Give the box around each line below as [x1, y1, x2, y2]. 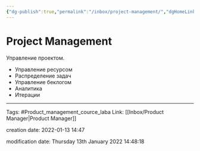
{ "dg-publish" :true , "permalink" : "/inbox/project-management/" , [6, 8, 167, 15]
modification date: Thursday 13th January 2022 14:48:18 [6, 138, 145, 145]
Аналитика [14, 85, 43, 92]
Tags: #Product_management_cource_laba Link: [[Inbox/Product [6, 108, 164, 115]
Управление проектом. [6, 54, 65, 61]
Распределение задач [14, 72, 71, 79]
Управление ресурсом [14, 66, 73, 73]
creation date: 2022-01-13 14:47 [6, 126, 85, 133]
